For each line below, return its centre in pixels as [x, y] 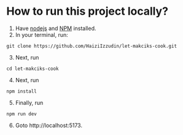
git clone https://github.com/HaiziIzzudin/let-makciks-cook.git [91, 46]
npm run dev [21, 114]
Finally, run [29, 102]
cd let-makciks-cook [33, 69]
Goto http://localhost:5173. [49, 125]
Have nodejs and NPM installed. [56, 28]
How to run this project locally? [88, 11]
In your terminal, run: [42, 34]
